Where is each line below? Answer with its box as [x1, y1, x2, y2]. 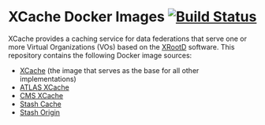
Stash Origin [19, 107, 61, 117]
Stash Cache [19, 99, 62, 108]
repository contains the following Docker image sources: [8, 50, 192, 60]
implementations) [19, 74, 77, 83]
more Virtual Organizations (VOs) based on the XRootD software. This [8, 42, 235, 51]
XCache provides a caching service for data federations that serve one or [8, 34, 247, 43]
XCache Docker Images [8, 8, 166, 26]
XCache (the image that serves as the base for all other [19, 65, 200, 75]
